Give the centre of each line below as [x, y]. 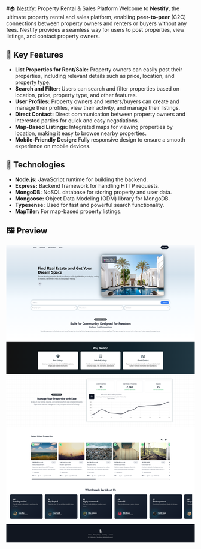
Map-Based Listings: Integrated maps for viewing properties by [94, 127]
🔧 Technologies [36, 165]
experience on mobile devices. [53, 146]
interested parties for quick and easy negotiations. [77, 120]
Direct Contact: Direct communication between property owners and [100, 114]
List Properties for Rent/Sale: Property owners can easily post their [98, 69]
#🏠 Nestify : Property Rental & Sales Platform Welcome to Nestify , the [93, 8]
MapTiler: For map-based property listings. [68, 211]
